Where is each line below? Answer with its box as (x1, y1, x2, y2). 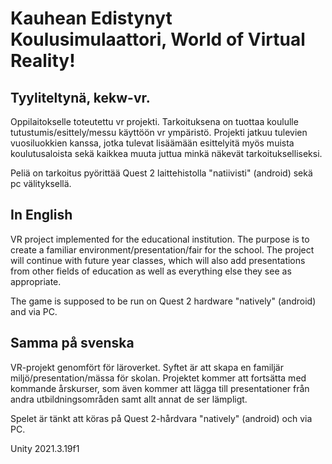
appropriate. (10, 275, 62, 287)
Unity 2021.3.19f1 (10, 442, 80, 454)
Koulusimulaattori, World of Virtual (10, 28, 306, 51)
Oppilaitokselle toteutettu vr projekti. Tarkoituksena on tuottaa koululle (10, 116, 299, 127)
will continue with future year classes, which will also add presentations (10, 254, 306, 266)
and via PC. (10, 305, 58, 317)
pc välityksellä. (10, 178, 72, 189)
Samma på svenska (10, 335, 135, 352)
